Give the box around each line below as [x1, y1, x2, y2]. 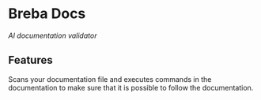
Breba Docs [8, 5, 86, 23]
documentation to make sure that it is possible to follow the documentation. [8, 83, 254, 92]
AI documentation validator [8, 31, 97, 40]
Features [8, 54, 53, 67]
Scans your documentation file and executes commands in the [8, 74, 212, 83]
